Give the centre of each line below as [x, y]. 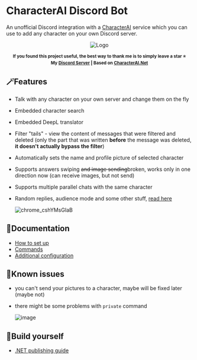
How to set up [32, 243]
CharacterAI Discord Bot [67, 11]
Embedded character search [49, 110]
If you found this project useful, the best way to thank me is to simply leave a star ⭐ [99, 56]
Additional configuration [44, 255]
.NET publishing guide [42, 351]
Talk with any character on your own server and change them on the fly [102, 99]
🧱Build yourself [35, 336]
